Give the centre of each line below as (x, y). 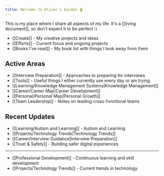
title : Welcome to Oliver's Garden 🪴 (44, 10)
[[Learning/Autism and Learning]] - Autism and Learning (69, 128)
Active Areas (25, 64)
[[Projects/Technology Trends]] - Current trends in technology (75, 168)
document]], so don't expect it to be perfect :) (51, 29)
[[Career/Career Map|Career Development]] (56, 91)
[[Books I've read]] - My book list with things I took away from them (80, 48)
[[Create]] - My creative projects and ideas (55, 38)
